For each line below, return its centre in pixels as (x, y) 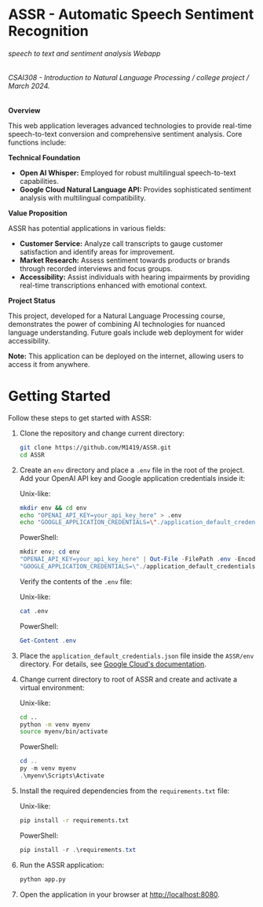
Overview (24, 110)
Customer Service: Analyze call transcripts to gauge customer (121, 244)
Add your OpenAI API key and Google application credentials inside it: (132, 478)
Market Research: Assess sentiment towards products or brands (124, 260)
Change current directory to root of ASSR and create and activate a (128, 679)
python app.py (42, 879)
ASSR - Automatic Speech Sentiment (131, 15)
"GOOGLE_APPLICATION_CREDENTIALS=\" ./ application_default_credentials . (139, 567)
